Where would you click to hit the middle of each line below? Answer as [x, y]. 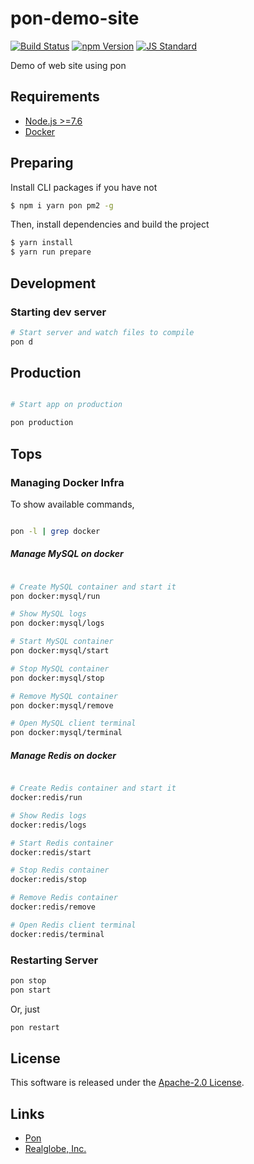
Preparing [42, 163]
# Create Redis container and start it [93, 788]
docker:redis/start [51, 852]
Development [53, 283]
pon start [31, 990]
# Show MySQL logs [48, 614]
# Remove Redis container [64, 898]
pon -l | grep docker [55, 531]
